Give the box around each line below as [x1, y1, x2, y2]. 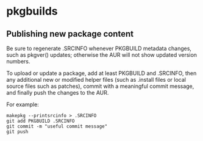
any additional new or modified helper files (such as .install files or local [6, 76, 186, 83]
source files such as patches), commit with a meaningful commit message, [6, 82, 194, 90]
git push [6, 129, 29, 135]
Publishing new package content [6, 29, 134, 39]
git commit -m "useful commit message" [6, 123, 108, 129]
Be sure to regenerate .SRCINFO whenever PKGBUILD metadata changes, [6, 45, 192, 52]
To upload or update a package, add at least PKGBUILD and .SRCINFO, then [6, 70, 197, 77]
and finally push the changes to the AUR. [6, 89, 109, 96]
